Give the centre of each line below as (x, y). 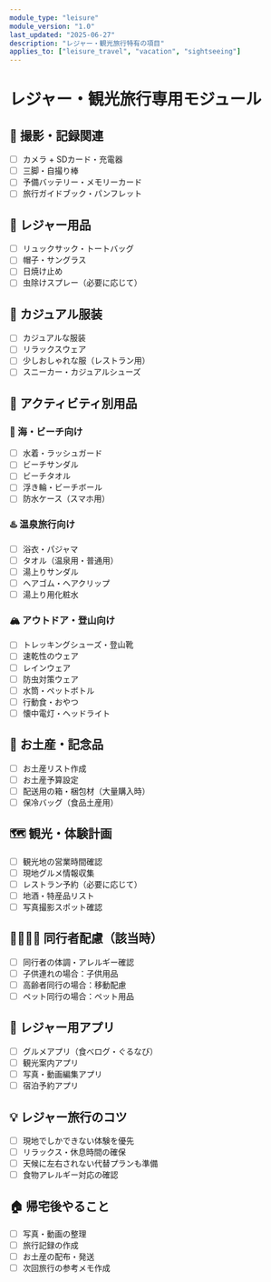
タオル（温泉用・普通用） (70, 560)
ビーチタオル (46, 476)
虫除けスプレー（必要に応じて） (82, 283)
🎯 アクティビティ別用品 (73, 403)
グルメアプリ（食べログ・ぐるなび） (90, 1051)
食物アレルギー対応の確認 (70, 1175)
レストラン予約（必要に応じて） (82, 884)
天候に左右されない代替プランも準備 (90, 1164)
